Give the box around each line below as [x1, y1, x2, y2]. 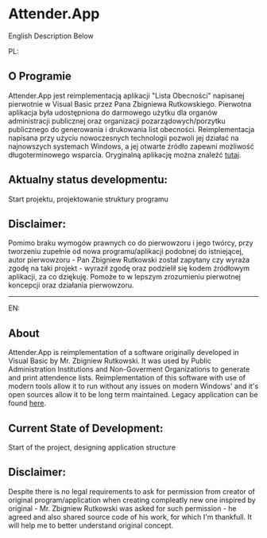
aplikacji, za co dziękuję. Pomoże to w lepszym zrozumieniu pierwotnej [8, 272, 241, 282]
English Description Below [8, 31, 94, 41]
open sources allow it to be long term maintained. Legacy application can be [8, 390, 258, 400]
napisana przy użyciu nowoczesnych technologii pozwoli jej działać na [8, 133, 239, 142]
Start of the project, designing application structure [8, 442, 176, 452]
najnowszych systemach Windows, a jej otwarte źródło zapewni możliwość [8, 141, 254, 151]
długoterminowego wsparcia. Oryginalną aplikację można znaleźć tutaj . [8, 150, 242, 159]
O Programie [8, 69, 72, 84]
